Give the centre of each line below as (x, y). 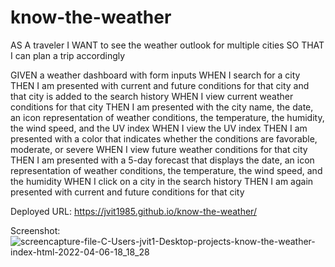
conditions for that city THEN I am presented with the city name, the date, (162, 107)
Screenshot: (35, 230)
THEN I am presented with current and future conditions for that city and (160, 85)
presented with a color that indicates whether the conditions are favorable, (164, 138)
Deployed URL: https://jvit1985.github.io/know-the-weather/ (133, 211)
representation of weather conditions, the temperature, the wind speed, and (166, 170)
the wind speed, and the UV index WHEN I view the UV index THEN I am (159, 128)
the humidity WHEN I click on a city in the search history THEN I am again (162, 181)
